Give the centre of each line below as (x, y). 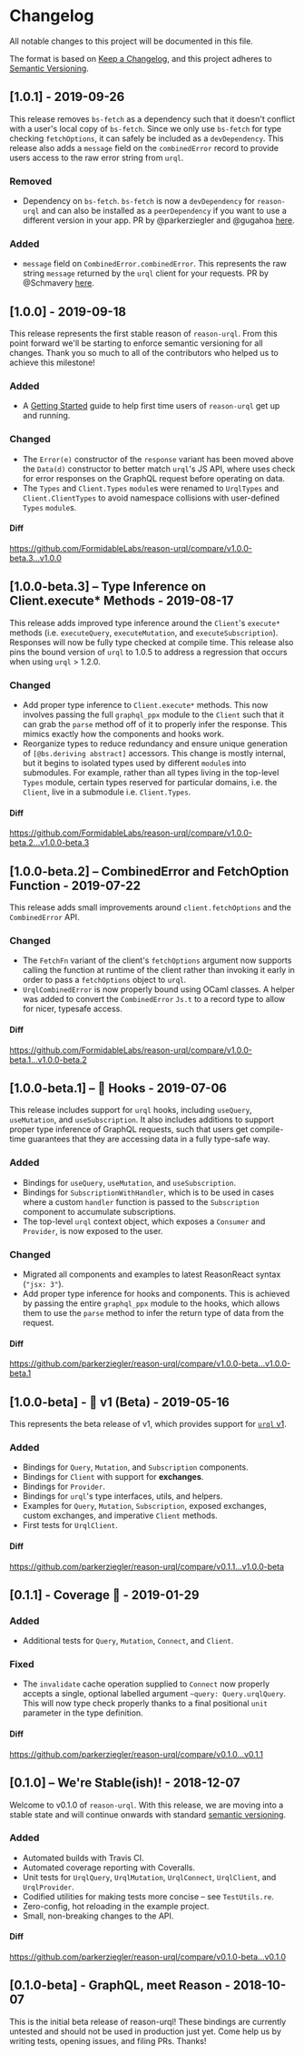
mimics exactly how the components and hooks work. (123, 734)
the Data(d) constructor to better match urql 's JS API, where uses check (159, 469)
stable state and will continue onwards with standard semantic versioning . (148, 1814)
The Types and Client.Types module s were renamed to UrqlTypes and (151, 488)
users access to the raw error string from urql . (97, 157)
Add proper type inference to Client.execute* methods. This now (145, 705)
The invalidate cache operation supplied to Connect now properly (146, 1684)
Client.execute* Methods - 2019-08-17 (122, 601)
